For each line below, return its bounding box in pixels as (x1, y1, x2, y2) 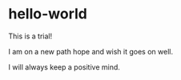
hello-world (8, 5, 88, 23)
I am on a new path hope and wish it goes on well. (8, 46, 174, 56)
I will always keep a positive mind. (8, 62, 120, 72)
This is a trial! (8, 31, 53, 41)
